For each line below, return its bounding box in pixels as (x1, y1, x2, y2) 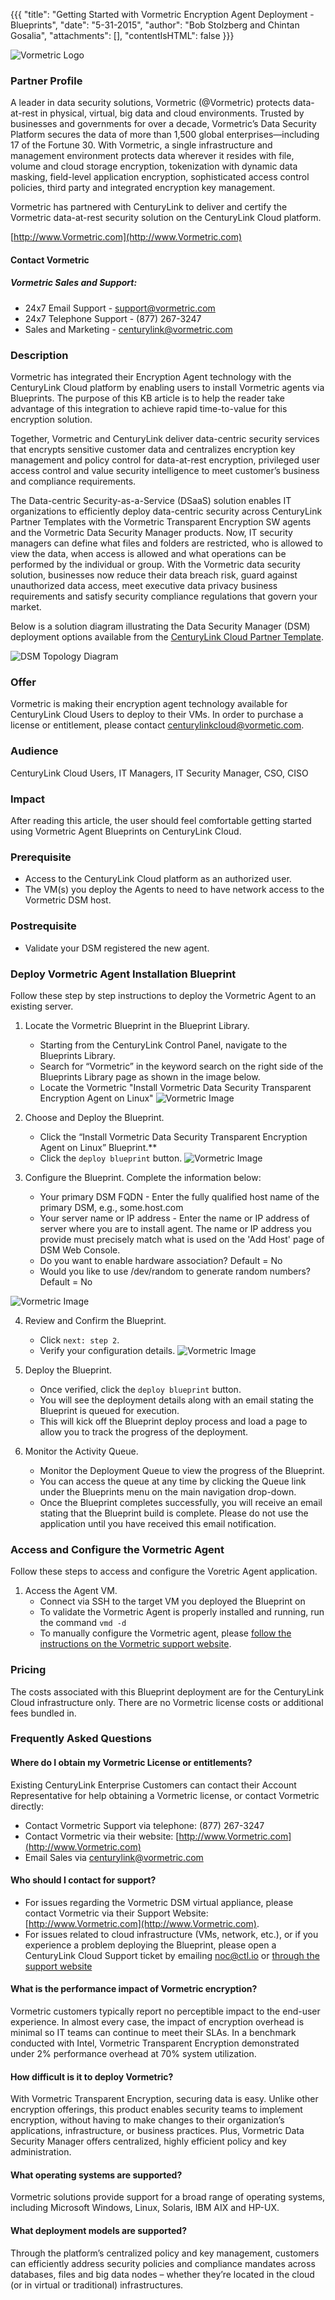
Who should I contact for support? (10, 1874, 157, 1886)
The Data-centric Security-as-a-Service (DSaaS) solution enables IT (10, 495, 292, 507)
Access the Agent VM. (24, 1585, 118, 1597)
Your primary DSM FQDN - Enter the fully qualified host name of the (39, 1190, 320, 1203)
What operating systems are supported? (10, 2169, 183, 2181)
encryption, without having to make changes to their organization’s (10, 2114, 285, 2126)
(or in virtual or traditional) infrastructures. (10, 2279, 184, 2291)
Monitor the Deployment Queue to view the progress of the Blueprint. (39, 1464, 325, 1476)
